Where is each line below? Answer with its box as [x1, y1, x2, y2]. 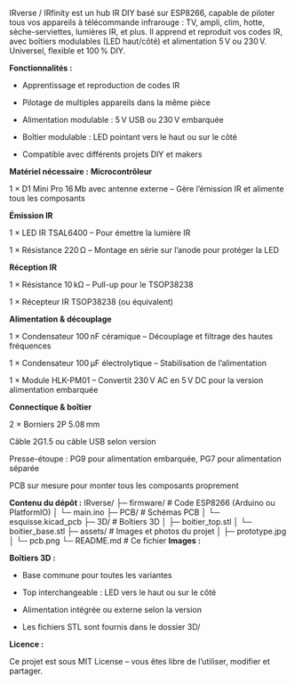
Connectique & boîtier [9, 402, 92, 412]
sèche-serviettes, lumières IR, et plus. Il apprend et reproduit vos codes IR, [9, 27, 283, 37]
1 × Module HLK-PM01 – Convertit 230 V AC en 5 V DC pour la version [9, 375, 264, 386]
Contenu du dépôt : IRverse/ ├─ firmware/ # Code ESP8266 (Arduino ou [9, 498, 275, 508]
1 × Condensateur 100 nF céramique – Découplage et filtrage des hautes [9, 331, 274, 341]
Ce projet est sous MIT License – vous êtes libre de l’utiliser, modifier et [9, 656, 270, 666]
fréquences [9, 340, 52, 351]
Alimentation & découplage [9, 314, 113, 324]
